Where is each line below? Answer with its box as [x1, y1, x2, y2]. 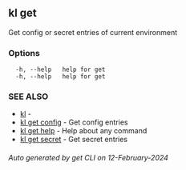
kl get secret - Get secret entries [19, 135, 128, 144]
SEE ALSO [8, 91, 49, 102]
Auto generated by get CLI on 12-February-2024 [8, 153, 168, 162]
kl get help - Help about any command [19, 126, 148, 136]
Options [8, 47, 40, 58]
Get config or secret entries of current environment [8, 27, 178, 37]
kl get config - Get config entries [19, 117, 128, 127]
